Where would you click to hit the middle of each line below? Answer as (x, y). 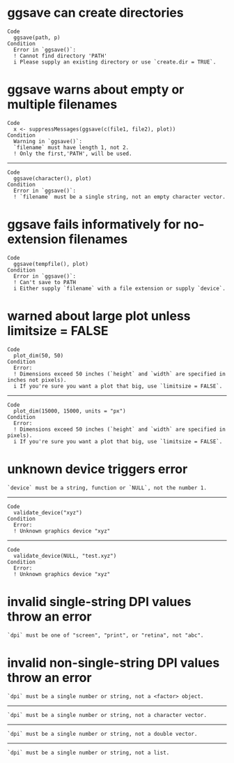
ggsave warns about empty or (96, 90)
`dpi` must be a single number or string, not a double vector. (102, 734)
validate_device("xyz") (48, 512)
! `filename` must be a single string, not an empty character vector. (120, 197)
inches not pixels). (37, 380)
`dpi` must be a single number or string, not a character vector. (107, 715)
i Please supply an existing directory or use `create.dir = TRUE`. (115, 62)
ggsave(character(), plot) (53, 178)
